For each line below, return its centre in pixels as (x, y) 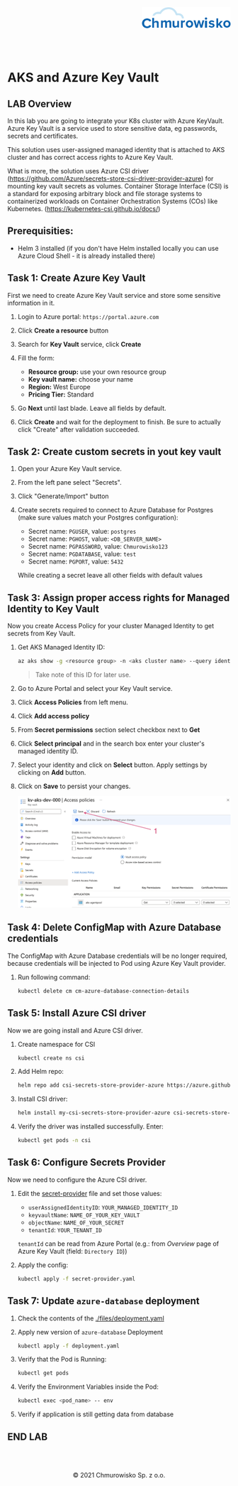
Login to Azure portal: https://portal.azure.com (88, 316)
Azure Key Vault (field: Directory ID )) (72, 1251)
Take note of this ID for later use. (83, 675)
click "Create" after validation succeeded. (79, 429)
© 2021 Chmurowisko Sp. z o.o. (119, 1475)
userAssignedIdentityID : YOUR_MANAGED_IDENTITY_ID (103, 1207)
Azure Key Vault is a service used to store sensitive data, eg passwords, (112, 128)
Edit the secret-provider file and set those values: (90, 1193)
